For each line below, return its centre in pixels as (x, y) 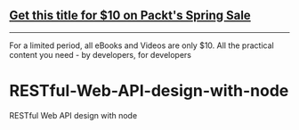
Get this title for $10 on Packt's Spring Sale (130, 16)
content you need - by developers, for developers (100, 54)
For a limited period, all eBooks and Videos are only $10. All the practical (141, 45)
